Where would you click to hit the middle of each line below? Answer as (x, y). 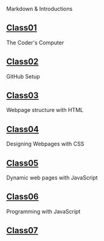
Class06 (23, 197)
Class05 (23, 163)
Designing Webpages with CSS (45, 144)
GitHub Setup (23, 76)
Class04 (23, 129)
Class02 (23, 62)
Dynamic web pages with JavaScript (52, 178)
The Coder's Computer (35, 43)
